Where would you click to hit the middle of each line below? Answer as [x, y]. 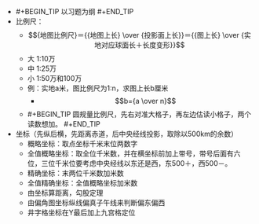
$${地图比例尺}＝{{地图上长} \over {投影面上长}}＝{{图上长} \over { [136, 35]
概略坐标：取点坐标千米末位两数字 [82, 143]
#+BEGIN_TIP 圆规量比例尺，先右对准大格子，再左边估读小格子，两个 [139, 114]
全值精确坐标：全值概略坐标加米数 [82, 183]
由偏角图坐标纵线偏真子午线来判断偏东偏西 [96, 202]
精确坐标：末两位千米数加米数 [75, 173]
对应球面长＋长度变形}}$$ [143, 45]
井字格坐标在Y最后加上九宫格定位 [81, 212]
